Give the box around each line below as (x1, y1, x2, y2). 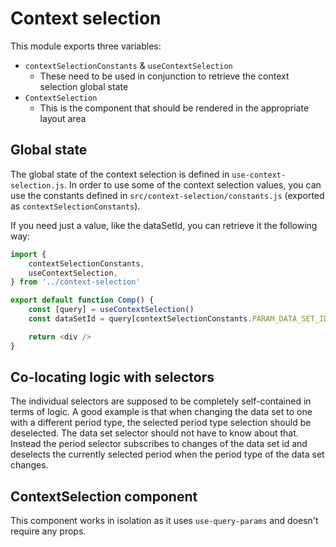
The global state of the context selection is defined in (10, 168, 230, 180)
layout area (39, 112, 87, 124)
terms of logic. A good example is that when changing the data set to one (10, 406, 313, 418)
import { (10, 249, 47, 259)
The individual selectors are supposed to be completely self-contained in (10, 395, 312, 407)
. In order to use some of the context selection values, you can (63, 178, 322, 191)
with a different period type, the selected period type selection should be (10, 417, 312, 429)
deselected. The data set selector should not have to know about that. (10, 427, 299, 439)
